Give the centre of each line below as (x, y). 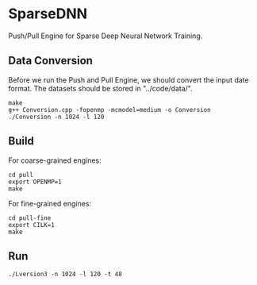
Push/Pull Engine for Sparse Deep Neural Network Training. (105, 36)
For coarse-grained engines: (55, 160)
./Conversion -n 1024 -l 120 (56, 117)
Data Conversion (51, 61)
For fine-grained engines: (50, 203)
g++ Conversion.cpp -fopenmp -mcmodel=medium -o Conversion (110, 110)
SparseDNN (48, 14)
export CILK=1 (32, 225)
